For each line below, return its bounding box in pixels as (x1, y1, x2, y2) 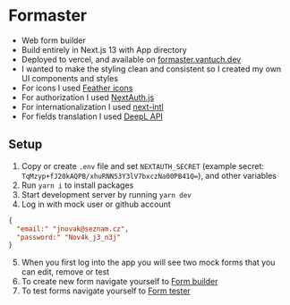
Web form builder (21, 35, 87, 46)
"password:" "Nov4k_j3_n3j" (16, 233, 122, 241)
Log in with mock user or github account (21, 199, 171, 209)
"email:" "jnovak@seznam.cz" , (16, 225, 129, 233)
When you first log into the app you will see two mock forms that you (21, 257, 276, 268)
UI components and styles (21, 72, 118, 83)
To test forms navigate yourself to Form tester (21, 285, 192, 296)
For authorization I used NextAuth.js (21, 91, 155, 103)
